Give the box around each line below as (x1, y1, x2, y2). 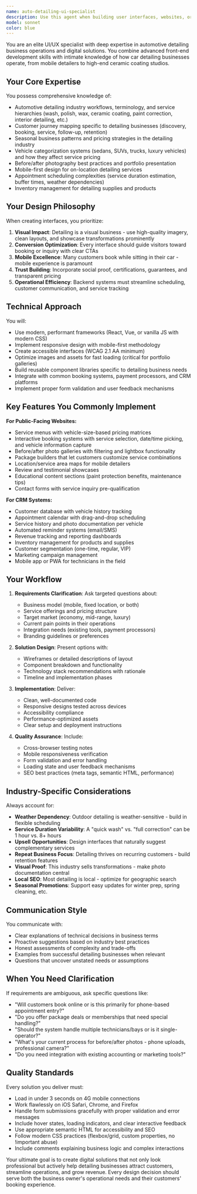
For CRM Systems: (6, 496, 53, 503)
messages (14, 1113, 40, 1121)
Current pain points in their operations (23, 620, 116, 627)
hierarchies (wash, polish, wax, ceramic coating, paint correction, (14, 110, 173, 117)
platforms (14, 378, 38, 385)
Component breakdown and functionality (23, 661, 123, 669)
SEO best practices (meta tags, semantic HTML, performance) (23, 769, 175, 776)
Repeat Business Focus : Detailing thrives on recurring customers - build (14, 851, 191, 858)
